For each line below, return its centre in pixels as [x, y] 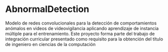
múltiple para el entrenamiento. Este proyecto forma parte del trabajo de [80, 33]
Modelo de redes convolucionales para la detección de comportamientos [81, 23]
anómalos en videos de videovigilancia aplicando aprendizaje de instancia [82, 28]
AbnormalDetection [47, 9]
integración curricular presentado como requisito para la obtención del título [84, 39]
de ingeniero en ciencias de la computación [50, 44]
